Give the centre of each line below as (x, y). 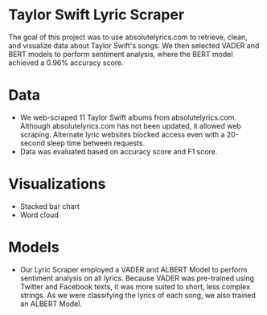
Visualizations (57, 184)
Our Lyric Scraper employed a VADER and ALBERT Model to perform (133, 269)
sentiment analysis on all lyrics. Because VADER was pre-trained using (137, 278)
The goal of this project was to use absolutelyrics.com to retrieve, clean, (128, 37)
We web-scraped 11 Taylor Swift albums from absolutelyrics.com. (128, 117)
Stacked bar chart (50, 206)
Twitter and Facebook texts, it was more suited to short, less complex (135, 286)
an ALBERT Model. (51, 304)
